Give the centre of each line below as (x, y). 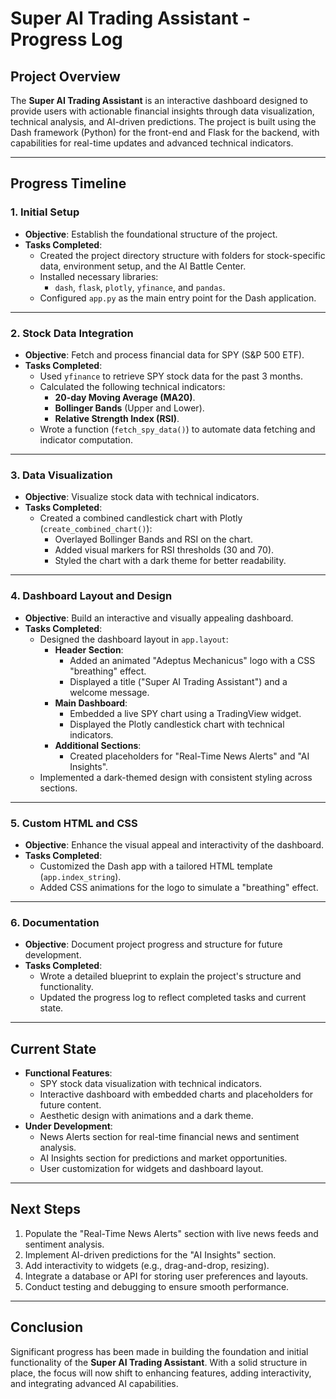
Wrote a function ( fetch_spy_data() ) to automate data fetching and (177, 429)
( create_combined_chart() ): (96, 529)
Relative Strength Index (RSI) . (117, 418)
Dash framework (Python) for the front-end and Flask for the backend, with (165, 132)
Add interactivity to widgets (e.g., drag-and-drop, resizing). (147, 1265)
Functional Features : (68, 1073)
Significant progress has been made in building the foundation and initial (159, 1351)
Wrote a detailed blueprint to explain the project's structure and (170, 976)
